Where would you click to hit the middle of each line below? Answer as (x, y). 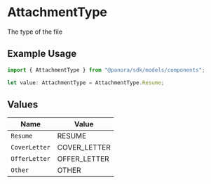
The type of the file (35, 32)
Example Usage (42, 54)
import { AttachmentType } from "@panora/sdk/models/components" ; (106, 70)
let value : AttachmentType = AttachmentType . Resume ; (86, 83)
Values (23, 104)
